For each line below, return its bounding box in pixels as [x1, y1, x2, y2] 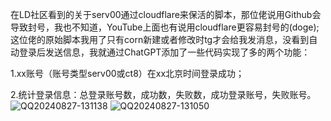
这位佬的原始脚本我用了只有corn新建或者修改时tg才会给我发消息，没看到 [10, 34, 310, 45]
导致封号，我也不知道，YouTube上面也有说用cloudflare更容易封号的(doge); [10, 21, 320, 33]
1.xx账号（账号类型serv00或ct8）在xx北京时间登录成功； [10, 68, 245, 79]
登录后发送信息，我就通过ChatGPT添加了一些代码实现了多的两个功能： [18, 46, 311, 58]
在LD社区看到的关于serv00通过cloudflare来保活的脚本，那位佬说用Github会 [10, 9, 322, 20]
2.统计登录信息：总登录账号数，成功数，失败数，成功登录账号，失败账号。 [10, 89, 317, 100]
